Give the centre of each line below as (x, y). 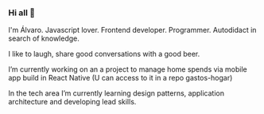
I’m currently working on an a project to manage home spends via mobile (128, 69)
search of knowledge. (44, 38)
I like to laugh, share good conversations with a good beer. (104, 54)
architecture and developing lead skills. (72, 102)
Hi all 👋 (22, 13)
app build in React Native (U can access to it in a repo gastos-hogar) (120, 78)
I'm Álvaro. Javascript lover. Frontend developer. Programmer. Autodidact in (132, 30)
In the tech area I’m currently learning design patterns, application (116, 93)
